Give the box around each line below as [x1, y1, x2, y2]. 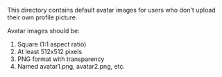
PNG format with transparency [17, 55, 105, 63]
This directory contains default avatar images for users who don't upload [7, 6, 216, 14]
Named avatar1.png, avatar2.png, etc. [17, 62, 126, 70]
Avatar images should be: [7, 27, 80, 35]
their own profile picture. [7, 13, 78, 22]
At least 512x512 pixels [17, 48, 83, 55]
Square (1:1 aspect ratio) [17, 40, 87, 48]
